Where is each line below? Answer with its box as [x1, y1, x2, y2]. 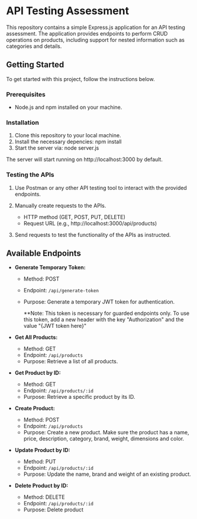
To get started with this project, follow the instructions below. [6, 75, 155, 82]
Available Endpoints [6, 249, 82, 259]
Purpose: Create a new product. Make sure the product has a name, [23, 429, 189, 436]
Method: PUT [23, 458, 56, 465]
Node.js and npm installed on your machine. [14, 104, 122, 111]
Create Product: [14, 405, 55, 412]
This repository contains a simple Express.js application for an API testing [6, 24, 185, 31]
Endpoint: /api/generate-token [23, 287, 99, 294]
